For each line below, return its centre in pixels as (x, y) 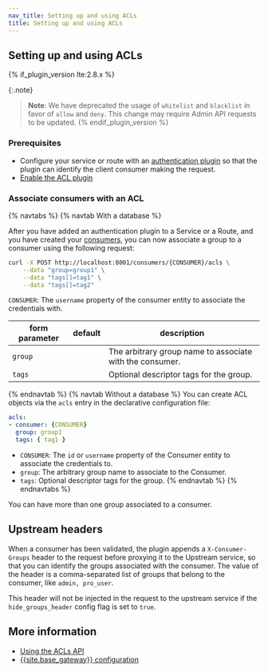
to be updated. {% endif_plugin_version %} (98, 123)
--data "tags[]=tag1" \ (62, 277)
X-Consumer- (227, 549)
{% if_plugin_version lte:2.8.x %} (62, 75)
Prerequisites (35, 143)
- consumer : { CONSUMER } (48, 425)
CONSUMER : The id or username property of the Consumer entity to (125, 455)
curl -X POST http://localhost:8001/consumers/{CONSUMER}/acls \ (119, 263)
